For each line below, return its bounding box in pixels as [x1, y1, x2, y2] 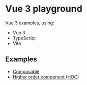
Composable [12, 68, 40, 74]
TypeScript [12, 35, 36, 41]
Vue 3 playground [5, 3, 82, 15]
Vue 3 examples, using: [5, 20, 54, 26]
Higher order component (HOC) [12, 74, 79, 80]
